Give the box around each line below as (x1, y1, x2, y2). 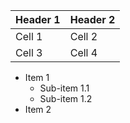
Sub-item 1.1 (39, 82, 90, 94)
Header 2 (69, 13, 116, 26)
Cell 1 (15, 30, 43, 43)
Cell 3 (15, 46, 43, 59)
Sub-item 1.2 (39, 93, 93, 104)
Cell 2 (69, 30, 98, 43)
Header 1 (15, 13, 61, 26)
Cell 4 (69, 46, 98, 59)
